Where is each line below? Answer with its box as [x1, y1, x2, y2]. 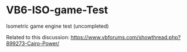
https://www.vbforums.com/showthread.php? [70, 34, 181, 40]
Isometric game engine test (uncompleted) [6, 23, 110, 29]
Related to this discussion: [6, 34, 70, 40]
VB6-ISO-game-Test [6, 3, 108, 17]
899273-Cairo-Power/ [6, 40, 60, 47]
